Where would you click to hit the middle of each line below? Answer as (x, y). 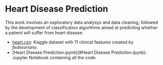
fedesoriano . (25, 47)
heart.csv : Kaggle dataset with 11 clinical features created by (73, 42)
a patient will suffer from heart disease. (44, 32)
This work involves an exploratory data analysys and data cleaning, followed (81, 22)
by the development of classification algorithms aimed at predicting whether (81, 27)
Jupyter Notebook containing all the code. (54, 57)
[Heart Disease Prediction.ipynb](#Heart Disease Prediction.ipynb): (79, 52)
